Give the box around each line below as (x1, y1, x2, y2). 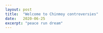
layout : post (5, 7, 32, 12)
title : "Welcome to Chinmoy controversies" (5, 12, 99, 16)
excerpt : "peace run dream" (5, 20, 63, 26)
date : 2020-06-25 (5, 16, 46, 21)
